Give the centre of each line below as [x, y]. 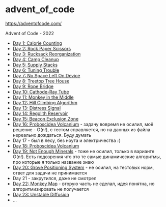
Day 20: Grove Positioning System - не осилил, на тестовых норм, [83, 167]
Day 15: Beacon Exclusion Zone [46, 119]
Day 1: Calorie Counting [37, 43]
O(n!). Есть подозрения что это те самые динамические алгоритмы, [87, 157]
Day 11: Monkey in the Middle [43, 97]
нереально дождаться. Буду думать [52, 135]
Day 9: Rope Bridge [33, 86]
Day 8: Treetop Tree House [41, 81]
